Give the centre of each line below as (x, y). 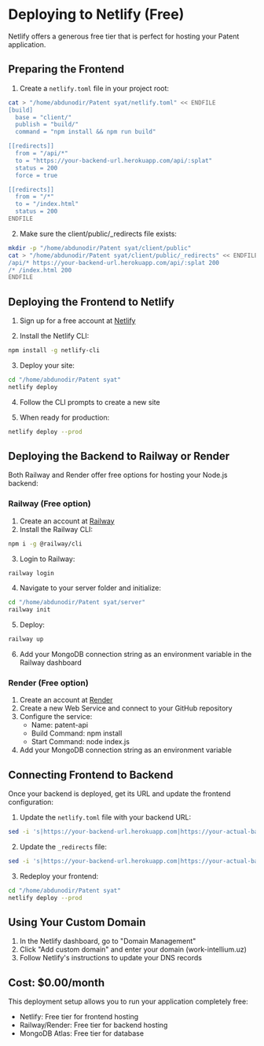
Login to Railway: (47, 559)
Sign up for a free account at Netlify (77, 321)
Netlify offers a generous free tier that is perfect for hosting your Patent (124, 36)
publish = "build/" (47, 125)
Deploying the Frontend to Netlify (92, 301)
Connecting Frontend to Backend (91, 774)
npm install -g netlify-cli (54, 351)
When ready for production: (64, 417)
